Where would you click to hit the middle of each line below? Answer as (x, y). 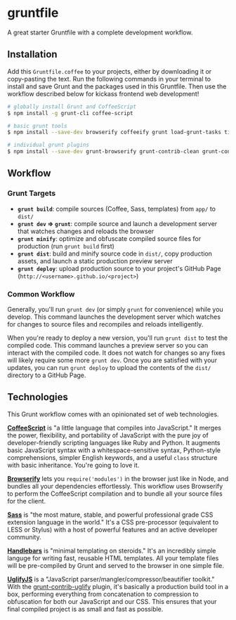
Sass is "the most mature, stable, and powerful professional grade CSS (110, 515)
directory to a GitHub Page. (47, 375)
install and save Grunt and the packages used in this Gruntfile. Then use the (117, 86)
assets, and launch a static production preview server (95, 260)
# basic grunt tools (38, 126)
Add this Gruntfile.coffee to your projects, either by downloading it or (110, 71)
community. (24, 537)
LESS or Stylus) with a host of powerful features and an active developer (112, 529)
